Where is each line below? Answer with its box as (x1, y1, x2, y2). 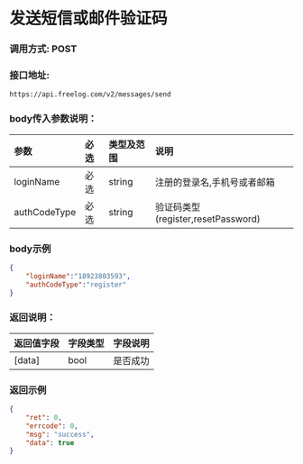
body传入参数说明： (9, 113, 97, 125)
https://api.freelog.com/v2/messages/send (9, 90, 171, 99)
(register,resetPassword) (154, 213, 262, 225)
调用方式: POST (9, 42, 78, 55)
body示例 (9, 242, 51, 255)
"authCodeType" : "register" (25, 280, 127, 289)
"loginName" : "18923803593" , (25, 271, 131, 280)
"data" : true (25, 438, 75, 447)
